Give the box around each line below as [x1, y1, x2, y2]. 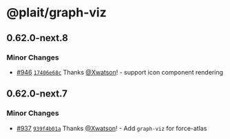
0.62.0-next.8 [6, 32, 68, 44]
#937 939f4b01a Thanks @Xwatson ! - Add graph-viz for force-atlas [16, 124, 207, 132]
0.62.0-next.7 [6, 88, 68, 100]
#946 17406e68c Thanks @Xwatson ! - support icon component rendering [16, 68, 224, 76]
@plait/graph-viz [6, 5, 107, 21]
